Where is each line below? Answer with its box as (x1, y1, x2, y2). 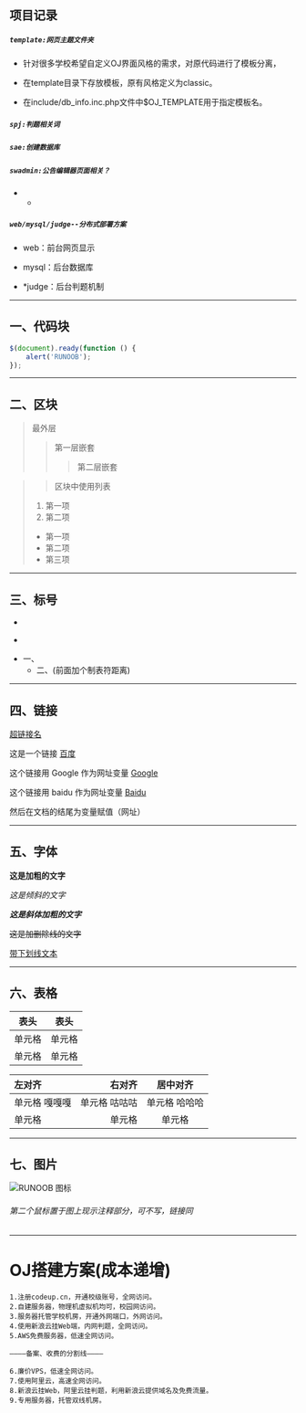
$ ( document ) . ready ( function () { (9, 343, 137, 353)
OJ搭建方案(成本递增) (9, 1260, 171, 1281)
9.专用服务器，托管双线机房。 (9, 1396, 107, 1405)
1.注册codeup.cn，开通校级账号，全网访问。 (9, 1292, 157, 1302)
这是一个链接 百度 (9, 747, 76, 759)
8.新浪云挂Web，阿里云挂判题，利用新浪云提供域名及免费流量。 (9, 1386, 213, 1395)
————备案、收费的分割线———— (9, 1349, 104, 1358)
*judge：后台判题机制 (22, 281, 105, 292)
